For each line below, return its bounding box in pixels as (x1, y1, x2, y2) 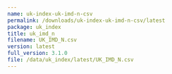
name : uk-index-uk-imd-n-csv (7, 10, 93, 18)
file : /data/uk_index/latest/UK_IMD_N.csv (7, 56, 134, 63)
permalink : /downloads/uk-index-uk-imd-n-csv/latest (7, 17, 166, 24)
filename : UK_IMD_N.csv (7, 37, 78, 44)
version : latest (7, 43, 55, 50)
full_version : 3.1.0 (7, 50, 68, 57)
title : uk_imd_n (7, 30, 55, 37)
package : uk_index (7, 23, 61, 30)
